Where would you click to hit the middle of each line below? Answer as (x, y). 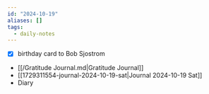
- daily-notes (34, 34)
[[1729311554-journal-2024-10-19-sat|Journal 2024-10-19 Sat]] (110, 76)
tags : (15, 27)
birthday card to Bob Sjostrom (61, 54)
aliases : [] (25, 20)
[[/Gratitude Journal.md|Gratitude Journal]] (80, 68)
